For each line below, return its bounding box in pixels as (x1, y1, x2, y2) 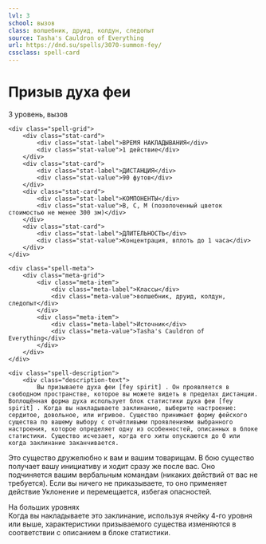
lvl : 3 (8, 11, 30, 20)
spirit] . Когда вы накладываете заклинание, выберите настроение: (8, 404, 237, 412)
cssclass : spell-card (8, 49, 80, 57)
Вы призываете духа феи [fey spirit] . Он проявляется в (37, 383, 229, 391)
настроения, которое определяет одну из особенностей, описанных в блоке (8, 424, 259, 433)
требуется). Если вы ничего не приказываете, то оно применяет (8, 478, 228, 487)
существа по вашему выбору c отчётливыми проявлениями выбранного (8, 418, 233, 426)
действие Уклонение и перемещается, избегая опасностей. (8, 487, 213, 496)
